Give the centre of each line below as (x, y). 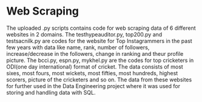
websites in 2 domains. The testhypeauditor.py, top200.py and (84, 34)
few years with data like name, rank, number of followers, (78, 47)
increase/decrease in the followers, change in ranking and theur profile (95, 53)
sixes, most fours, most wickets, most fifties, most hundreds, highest (92, 73)
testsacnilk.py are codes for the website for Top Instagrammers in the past (99, 41)
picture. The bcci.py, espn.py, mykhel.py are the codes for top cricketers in (100, 60)
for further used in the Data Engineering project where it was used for (93, 86)
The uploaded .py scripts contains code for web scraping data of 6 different (101, 28)
